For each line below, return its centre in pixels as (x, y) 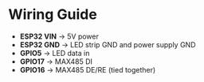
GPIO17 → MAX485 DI (56, 61)
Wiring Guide (53, 15)
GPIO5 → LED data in (55, 53)
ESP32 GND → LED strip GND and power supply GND (108, 44)
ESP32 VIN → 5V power (59, 36)
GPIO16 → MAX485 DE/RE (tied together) (88, 69)
